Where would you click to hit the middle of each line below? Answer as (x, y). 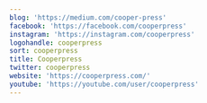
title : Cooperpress (46, 59)
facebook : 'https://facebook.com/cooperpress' (98, 26)
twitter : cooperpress (50, 68)
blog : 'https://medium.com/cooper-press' (88, 17)
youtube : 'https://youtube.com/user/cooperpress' (104, 84)
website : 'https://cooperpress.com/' (80, 76)
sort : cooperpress (44, 51)
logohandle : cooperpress (56, 43)
